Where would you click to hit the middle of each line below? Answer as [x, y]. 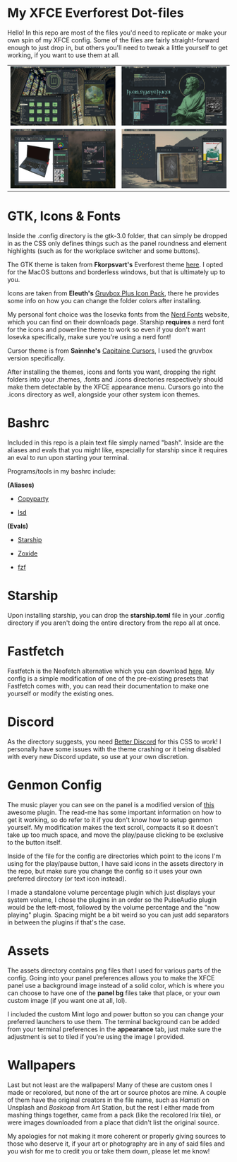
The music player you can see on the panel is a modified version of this [111, 804]
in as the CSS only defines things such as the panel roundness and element [117, 243]
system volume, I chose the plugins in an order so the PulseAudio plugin [112, 900]
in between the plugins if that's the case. [66, 922]
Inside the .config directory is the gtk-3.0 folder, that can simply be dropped [117, 236]
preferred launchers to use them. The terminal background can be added [114, 1021]
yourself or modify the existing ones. [61, 693]
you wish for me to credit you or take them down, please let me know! [109, 1151]
